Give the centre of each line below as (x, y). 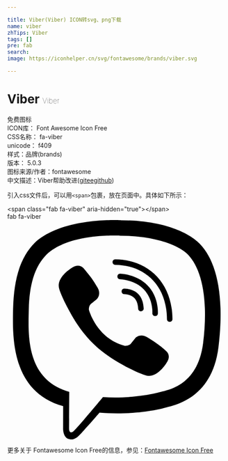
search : (18, 52)
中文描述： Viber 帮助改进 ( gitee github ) (61, 180)
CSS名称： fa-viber (35, 136)
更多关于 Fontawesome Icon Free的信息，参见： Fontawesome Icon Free (110, 450)
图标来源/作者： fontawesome (49, 171)
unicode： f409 (30, 145)
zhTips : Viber (28, 33)
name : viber (24, 26)
